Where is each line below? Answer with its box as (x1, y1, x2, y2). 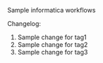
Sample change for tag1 (17, 33, 87, 41)
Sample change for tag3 (17, 48, 88, 56)
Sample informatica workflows (7, 6, 96, 14)
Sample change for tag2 (17, 41, 88, 48)
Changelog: (7, 20, 41, 27)
